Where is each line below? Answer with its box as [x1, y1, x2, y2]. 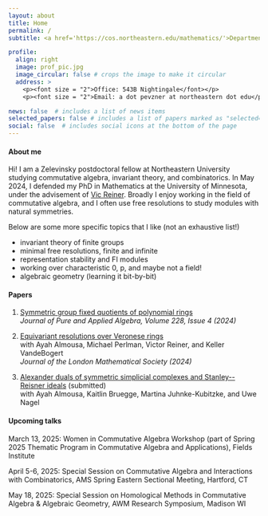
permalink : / [8, 26, 52, 34]
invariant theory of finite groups [19, 238, 124, 247]
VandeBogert [19, 349, 64, 358]
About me [8, 147, 42, 156]
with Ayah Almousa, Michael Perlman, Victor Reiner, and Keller [19, 340, 225, 349]
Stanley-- [204, 372, 235, 382]
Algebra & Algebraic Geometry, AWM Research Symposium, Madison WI [8, 498, 246, 508]
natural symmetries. [8, 207, 74, 216]
